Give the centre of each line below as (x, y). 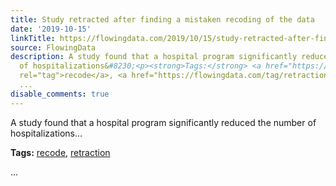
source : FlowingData (53, 47)
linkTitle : (33, 38)
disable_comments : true (60, 94)
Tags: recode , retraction (60, 152)
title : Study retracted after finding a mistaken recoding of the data (162, 19)
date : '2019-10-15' (51, 29)
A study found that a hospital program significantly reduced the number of (163, 122)
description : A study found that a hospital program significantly (154, 57)
